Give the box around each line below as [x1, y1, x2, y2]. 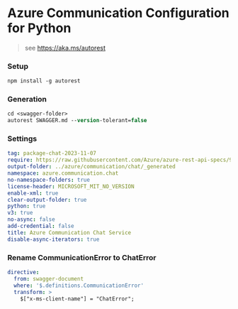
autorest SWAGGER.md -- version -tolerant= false [7, 117, 147, 124]
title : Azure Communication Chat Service [7, 229, 132, 236]
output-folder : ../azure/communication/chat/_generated [7, 163, 176, 170]
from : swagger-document [13, 275, 84, 282]
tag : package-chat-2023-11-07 [7, 150, 97, 157]
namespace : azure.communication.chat [7, 170, 119, 177]
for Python [7, 20, 72, 36]
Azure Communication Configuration [7, 5, 230, 21]
